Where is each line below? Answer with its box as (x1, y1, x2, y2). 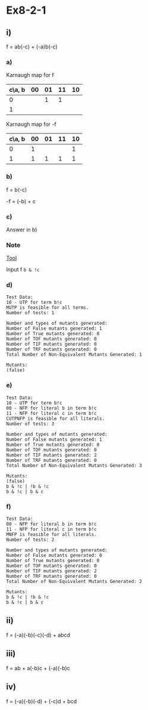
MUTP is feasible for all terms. (6, 305, 89, 311)
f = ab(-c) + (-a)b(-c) (6, 43, 58, 50)
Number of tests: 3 (6, 421, 55, 427)
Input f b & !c (6, 266, 40, 273)
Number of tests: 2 (6, 537, 55, 543)
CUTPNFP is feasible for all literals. (6, 416, 105, 421)
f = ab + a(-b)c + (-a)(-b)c (6, 664, 70, 671)
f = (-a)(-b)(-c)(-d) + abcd (6, 631, 70, 638)
